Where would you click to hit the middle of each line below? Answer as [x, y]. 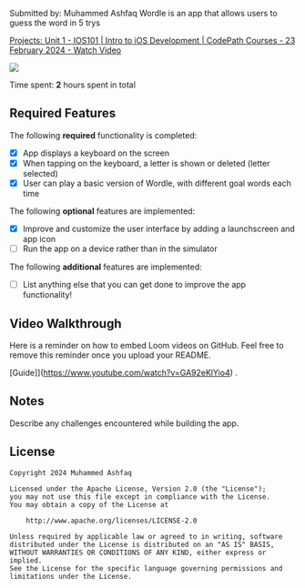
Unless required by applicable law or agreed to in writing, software [146, 536]
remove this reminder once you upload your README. [110, 355]
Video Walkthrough [66, 324]
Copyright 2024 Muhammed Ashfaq [71, 472]
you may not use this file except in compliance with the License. [140, 497]
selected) [41, 173]
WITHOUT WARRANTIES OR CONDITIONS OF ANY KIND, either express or [138, 553]
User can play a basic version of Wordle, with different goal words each [157, 183]
